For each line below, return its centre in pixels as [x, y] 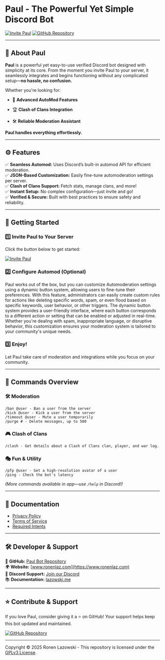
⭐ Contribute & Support [41, 602]
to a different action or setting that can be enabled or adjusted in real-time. [81, 316]
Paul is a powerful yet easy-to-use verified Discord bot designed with [75, 65]
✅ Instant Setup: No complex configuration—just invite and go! [69, 191]
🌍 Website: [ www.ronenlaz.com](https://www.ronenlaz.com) [67, 567]
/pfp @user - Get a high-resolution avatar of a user [61, 471]
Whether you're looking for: [33, 90]
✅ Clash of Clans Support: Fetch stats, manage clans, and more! [71, 186]
